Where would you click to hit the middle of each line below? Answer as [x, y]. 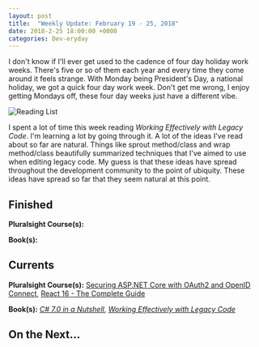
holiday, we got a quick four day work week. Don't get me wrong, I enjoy [129, 88]
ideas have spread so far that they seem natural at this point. [109, 179]
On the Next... [45, 334]
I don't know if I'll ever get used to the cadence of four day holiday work [129, 62]
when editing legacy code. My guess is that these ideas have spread [123, 162]
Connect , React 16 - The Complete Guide [77, 293]
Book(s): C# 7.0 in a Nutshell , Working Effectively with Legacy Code [122, 309]
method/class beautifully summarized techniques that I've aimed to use [127, 153]
